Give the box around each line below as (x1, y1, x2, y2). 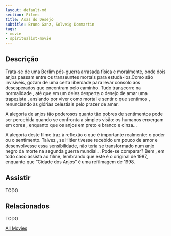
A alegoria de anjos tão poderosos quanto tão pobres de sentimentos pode (5, 111, 163, 117)
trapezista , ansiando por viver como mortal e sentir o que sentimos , (5, 96, 150, 102)
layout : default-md (5, 7, 47, 13)
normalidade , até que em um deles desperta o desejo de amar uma (5, 90, 148, 96)
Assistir (5, 174, 31, 182)
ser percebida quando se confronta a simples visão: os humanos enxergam (5, 116, 164, 123)
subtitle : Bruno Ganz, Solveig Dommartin (5, 21, 95, 27)
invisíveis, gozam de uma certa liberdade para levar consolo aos (5, 79, 140, 85)
